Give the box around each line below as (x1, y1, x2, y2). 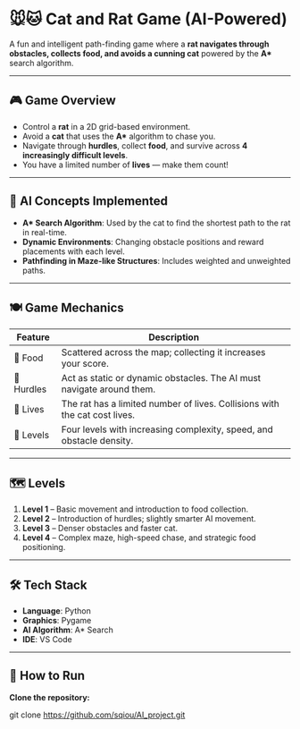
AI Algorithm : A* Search (21, 624, 113, 635)
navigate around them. (61, 383, 156, 395)
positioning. (21, 542, 66, 553)
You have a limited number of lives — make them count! (21, 159, 229, 170)
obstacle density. (61, 435, 134, 447)
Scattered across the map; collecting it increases (61, 346, 266, 359)
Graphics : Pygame (21, 615, 92, 625)
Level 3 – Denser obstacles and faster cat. (21, 523, 179, 534)
